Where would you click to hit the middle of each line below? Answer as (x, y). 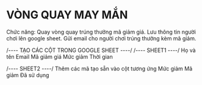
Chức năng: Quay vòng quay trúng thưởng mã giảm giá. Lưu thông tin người (101, 32)
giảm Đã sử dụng (28, 75)
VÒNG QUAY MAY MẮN (67, 15)
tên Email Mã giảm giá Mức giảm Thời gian (60, 56)
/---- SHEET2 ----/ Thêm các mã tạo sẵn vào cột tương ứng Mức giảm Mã (99, 68)
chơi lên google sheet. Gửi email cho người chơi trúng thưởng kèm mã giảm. (101, 38)
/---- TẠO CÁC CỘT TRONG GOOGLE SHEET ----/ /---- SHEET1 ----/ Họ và (101, 50)
